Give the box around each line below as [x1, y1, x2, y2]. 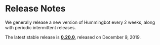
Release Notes [5, 3, 66, 14]
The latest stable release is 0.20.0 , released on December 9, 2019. [5, 34, 141, 40]
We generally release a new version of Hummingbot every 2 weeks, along [5, 19, 156, 25]
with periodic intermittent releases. [5, 24, 76, 30]
